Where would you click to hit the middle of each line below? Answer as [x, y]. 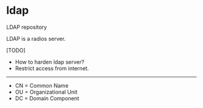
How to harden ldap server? [50, 62]
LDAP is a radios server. [36, 38]
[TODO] [16, 50]
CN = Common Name [42, 85]
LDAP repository [27, 27]
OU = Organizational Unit [46, 92]
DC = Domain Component [47, 98]
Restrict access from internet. [52, 68]
